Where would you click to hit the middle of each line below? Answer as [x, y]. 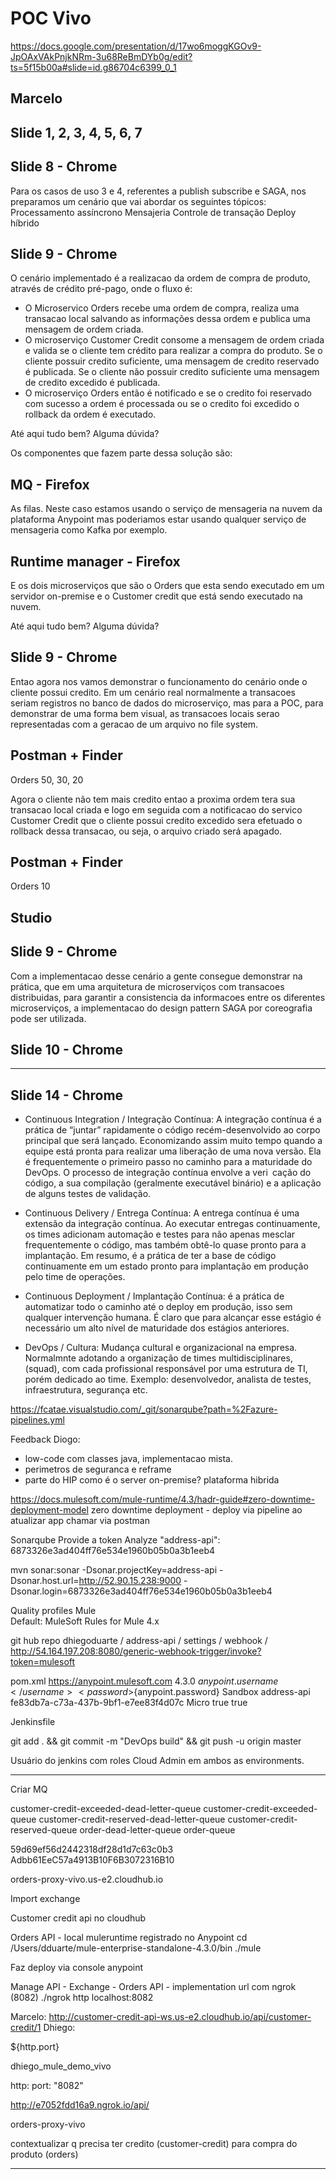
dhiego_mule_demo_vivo [61, 2066]
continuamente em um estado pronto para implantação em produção [166, 1266]
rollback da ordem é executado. [90, 414]
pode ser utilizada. [48, 1018]
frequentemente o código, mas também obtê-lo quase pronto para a [165, 1245]
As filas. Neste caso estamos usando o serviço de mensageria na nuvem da [166, 509]
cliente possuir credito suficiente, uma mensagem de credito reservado [172, 361]
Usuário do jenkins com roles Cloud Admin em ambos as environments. [157, 1761]
